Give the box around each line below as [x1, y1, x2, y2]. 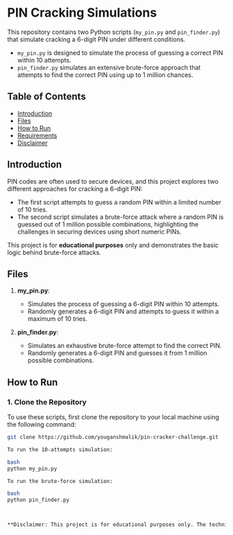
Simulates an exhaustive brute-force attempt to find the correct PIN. [27, 342, 222, 350]
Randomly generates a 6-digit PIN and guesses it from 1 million [27, 349, 207, 358]
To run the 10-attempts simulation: [7, 446, 113, 453]
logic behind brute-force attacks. [7, 248, 102, 256]
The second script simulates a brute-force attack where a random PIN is [17, 213, 224, 221]
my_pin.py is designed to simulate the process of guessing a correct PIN [17, 49, 223, 57]
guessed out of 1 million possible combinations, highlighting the [17, 220, 199, 228]
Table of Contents [7, 91, 87, 103]
